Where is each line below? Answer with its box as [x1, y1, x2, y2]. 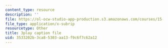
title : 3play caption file [5, 30, 61, 35]
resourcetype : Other [5, 26, 48, 31]
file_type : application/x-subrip [5, 21, 75, 26]
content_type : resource [5, 7, 55, 12]
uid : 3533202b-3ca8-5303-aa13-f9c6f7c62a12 [5, 35, 97, 40]
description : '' [5, 12, 39, 17]
